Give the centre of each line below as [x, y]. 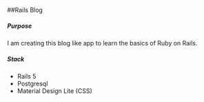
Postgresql [32, 83]
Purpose [20, 25]
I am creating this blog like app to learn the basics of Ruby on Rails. [102, 43]
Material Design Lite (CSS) [54, 91]
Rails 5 [27, 76]
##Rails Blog [25, 10]
